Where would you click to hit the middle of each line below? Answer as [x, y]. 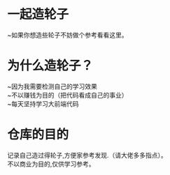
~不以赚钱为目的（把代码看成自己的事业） [68, 95]
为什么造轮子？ [50, 66]
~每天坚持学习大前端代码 [43, 104]
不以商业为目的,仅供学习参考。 [51, 164]
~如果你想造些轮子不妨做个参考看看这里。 [68, 35]
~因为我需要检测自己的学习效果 [52, 86]
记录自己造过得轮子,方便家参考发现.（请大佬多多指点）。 [87, 155]
